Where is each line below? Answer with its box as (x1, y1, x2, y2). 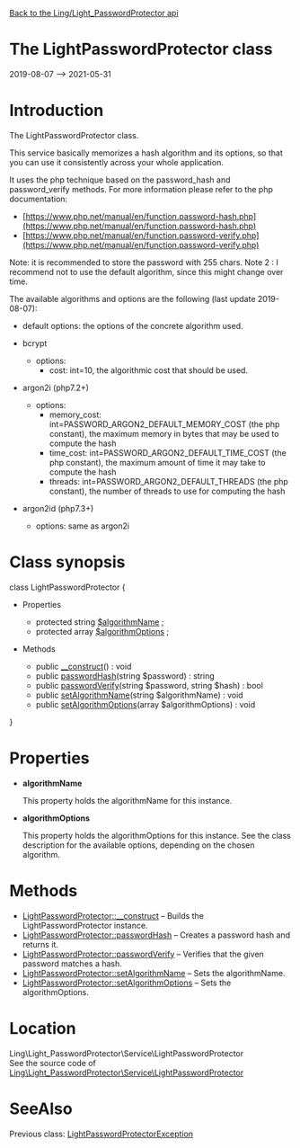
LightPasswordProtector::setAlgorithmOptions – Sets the (22, 977, 232, 988)
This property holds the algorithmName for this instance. (22, 795, 233, 805)
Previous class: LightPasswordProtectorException (9, 1128, 194, 1139)
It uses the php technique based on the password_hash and (9, 174, 231, 185)
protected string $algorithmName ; (35, 616, 164, 627)
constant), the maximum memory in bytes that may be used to (49, 428, 279, 439)
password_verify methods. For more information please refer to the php (9, 183, 274, 194)
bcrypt (22, 337, 48, 349)
